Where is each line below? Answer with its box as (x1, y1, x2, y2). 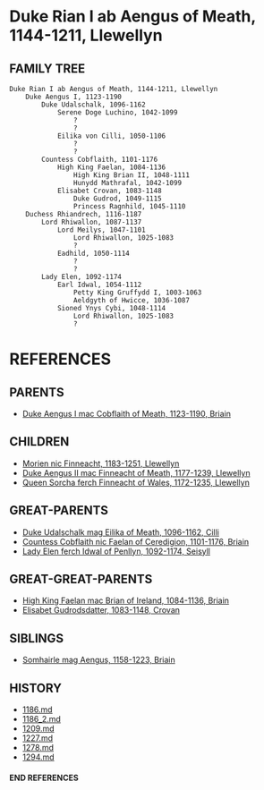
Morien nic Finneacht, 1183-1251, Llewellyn (21, 458, 180, 469)
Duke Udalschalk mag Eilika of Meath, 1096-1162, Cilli (21, 526, 219, 538)
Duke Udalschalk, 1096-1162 (41, 100, 146, 109)
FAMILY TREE (9, 61, 86, 76)
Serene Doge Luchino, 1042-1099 (56, 108, 178, 117)
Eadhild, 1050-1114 (56, 249, 130, 258)
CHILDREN (9, 434, 70, 449)
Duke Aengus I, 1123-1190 (25, 92, 123, 101)
